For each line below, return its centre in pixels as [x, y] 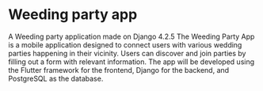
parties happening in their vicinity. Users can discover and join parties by [127, 53]
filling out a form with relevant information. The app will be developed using [131, 62]
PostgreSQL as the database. [56, 78]
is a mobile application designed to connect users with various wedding [125, 44]
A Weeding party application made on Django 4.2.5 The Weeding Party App [131, 36]
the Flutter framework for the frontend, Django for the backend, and [119, 70]
